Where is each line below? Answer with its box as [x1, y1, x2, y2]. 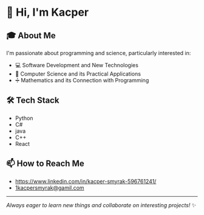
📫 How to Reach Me [6, 159, 84, 169]
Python [15, 114, 33, 122]
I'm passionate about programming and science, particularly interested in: [6, 50, 191, 56]
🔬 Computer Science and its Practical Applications [15, 70, 141, 78]
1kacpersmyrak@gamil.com [15, 184, 84, 191]
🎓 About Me [6, 30, 56, 41]
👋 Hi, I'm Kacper [6, 5, 89, 19]
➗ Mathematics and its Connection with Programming [15, 77, 149, 84]
